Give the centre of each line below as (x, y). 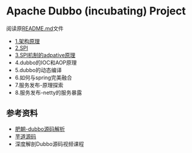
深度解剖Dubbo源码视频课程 (49, 144)
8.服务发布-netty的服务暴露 (48, 92)
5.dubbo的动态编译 (38, 70)
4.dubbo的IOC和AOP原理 (46, 62)
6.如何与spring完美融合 (43, 77)
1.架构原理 (27, 41)
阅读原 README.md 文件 (35, 28)
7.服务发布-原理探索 (39, 85)
